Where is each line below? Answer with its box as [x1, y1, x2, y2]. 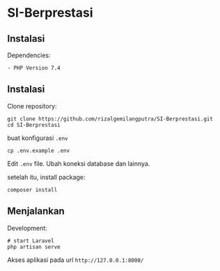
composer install [7, 186, 58, 193]
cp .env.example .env [7, 147, 70, 154]
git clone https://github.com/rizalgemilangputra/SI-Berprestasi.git [7, 115, 214, 123]
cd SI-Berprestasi [7, 121, 61, 128]
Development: [7, 224, 47, 232]
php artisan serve [7, 243, 61, 250]
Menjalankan [7, 206, 65, 217]
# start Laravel [7, 237, 54, 245]
